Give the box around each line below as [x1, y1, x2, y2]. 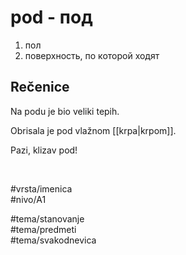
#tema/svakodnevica [10, 234, 97, 246]
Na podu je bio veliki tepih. [10, 105, 120, 117]
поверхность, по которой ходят [24, 49, 160, 61]
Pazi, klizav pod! [10, 144, 78, 156]
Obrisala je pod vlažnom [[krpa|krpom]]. [10, 124, 177, 136]
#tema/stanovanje [10, 212, 85, 225]
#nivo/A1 [10, 193, 47, 205]
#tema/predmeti [10, 223, 77, 235]
